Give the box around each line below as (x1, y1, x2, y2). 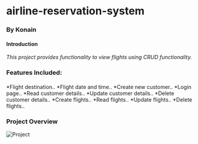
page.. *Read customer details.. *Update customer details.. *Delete (6, 90, 175, 97)
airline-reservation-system (6, 4, 145, 18)
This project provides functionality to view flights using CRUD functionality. (6, 54, 192, 61)
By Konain (6, 26, 37, 34)
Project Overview (6, 117, 58, 125)
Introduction (6, 40, 38, 47)
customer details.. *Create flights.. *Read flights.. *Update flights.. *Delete (6, 96, 193, 103)
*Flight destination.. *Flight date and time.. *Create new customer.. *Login (6, 83, 192, 90)
